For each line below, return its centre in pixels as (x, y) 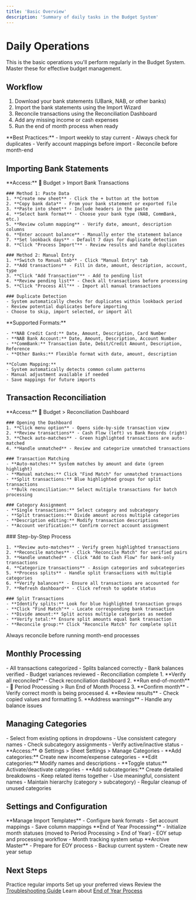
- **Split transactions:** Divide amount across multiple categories (93, 515)
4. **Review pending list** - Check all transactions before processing (97, 281)
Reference (18, 349)
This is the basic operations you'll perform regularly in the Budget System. (96, 62)
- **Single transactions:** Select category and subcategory (82, 510)
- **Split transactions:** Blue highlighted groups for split (84, 479)
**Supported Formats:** (36, 323)
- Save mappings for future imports (51, 380)
